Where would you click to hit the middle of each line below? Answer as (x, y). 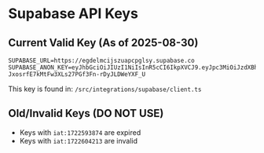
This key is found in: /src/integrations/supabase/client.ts (105, 89)
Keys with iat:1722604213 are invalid (79, 140)
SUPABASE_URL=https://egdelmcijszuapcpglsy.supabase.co (101, 60)
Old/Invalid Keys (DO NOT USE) (86, 113)
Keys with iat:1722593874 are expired (80, 132)
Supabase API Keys (73, 14)
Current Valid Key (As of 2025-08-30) (103, 43)
